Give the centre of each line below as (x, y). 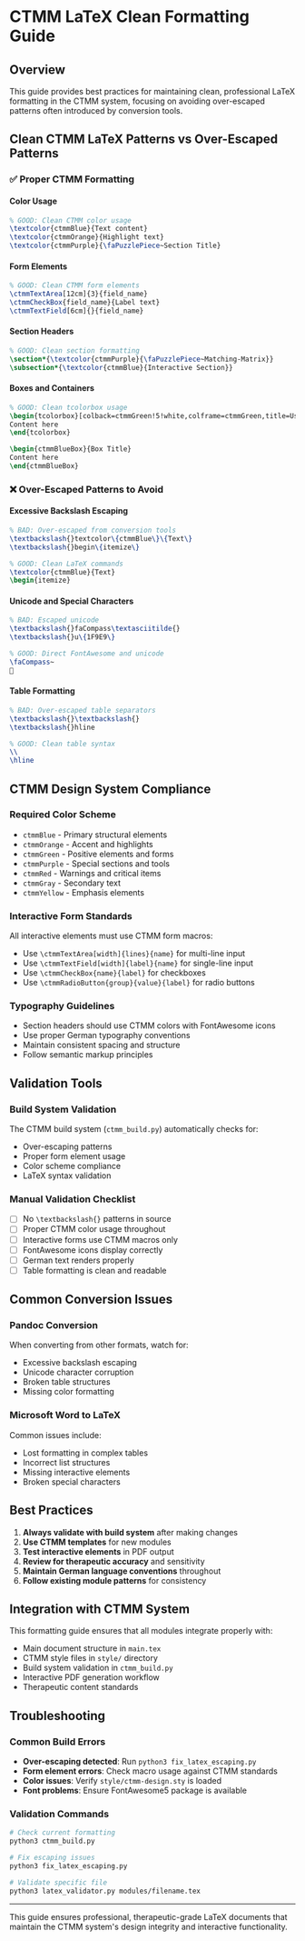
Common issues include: (55, 1435)
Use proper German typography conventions (106, 1036)
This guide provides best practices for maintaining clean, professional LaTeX (152, 91)
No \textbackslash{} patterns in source (97, 1219)
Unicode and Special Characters (72, 601)
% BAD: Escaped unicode (54, 620)
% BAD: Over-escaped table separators (83, 710)
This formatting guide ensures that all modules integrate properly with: (141, 1631)
